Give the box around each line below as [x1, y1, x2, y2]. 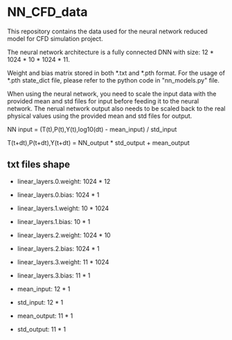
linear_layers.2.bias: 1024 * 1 [17, 244, 100, 253]
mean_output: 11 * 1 [17, 312, 73, 320]
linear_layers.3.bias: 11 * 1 [17, 271, 91, 280]
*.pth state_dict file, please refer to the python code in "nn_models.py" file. [7, 76, 220, 84]
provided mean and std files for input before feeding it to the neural [7, 96, 199, 105]
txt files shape [7, 159, 71, 171]
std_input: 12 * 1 [17, 298, 64, 306]
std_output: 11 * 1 [17, 325, 66, 333]
